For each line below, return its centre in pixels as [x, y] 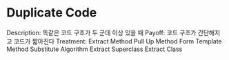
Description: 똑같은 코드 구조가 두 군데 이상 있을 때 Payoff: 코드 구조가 [101, 32]
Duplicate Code [52, 13]
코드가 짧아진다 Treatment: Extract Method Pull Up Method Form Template [118, 41]
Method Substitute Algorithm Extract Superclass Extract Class [94, 49]
